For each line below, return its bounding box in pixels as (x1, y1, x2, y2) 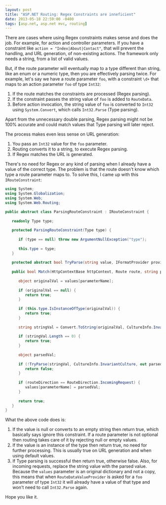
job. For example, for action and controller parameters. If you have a (5, 40, 144, 46)
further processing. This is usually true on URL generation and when (12, 447, 152, 453)
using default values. (12, 453, 55, 459)
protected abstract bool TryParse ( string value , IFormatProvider (11, 260, 149, 265)
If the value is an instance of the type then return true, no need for (12, 442, 147, 448)
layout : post (5, 7, 32, 12)
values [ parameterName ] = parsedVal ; (25, 385, 100, 390)
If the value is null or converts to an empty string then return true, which (12, 427, 159, 433)
